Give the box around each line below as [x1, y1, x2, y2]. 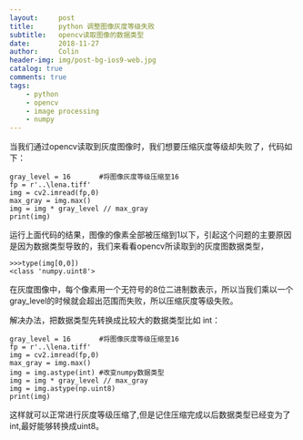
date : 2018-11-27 [9, 38, 100, 48]
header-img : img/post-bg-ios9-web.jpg [9, 56, 157, 65]
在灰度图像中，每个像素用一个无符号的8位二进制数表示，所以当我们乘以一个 [9, 284, 294, 295]
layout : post [9, 13, 76, 23]
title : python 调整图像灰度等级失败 [9, 22, 155, 31]
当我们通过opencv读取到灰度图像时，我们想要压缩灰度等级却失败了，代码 [9, 141, 285, 152]
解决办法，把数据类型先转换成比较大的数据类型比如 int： [9, 315, 221, 326]
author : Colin [9, 47, 79, 56]
